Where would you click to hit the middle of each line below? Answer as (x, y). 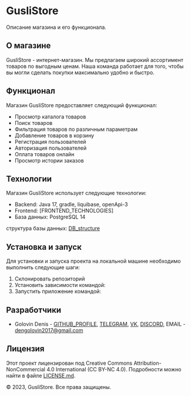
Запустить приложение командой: (58, 291)
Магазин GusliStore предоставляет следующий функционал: (82, 105)
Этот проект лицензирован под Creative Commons (69, 363)
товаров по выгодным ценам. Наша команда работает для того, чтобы (95, 66)
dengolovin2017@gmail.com (49, 330)
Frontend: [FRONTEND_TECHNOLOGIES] (64, 211)
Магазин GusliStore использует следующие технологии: (76, 193)
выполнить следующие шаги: (43, 268)
